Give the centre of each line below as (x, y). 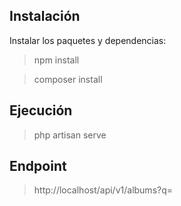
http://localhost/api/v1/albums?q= (103, 190)
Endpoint (38, 166)
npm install (56, 60)
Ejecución (41, 110)
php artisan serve (70, 135)
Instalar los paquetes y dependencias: (88, 40)
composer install (68, 79)
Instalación (45, 16)
